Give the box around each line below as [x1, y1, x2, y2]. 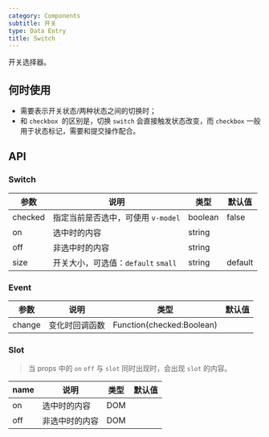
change [12, 320, 42, 331]
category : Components [8, 11, 81, 20]
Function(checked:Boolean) [112, 320, 218, 331]
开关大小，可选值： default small [52, 257, 177, 268]
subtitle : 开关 [8, 19, 57, 27]
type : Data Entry [8, 27, 67, 35]
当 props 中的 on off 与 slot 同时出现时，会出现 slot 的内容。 [27, 364, 232, 373]
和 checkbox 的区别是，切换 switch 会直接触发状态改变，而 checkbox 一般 [19, 116, 261, 126]
